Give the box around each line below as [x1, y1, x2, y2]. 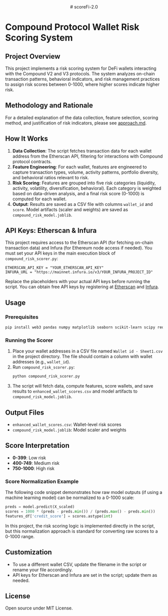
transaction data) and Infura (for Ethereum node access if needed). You [5, 245, 152, 251]
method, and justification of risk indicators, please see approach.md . [5, 119, 147, 126]
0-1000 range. [5, 533, 35, 539]
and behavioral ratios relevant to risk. [12, 174, 89, 180]
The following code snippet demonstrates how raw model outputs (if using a [5, 489, 162, 496]
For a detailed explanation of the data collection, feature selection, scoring [5, 114, 158, 120]
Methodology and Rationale [5, 101, 93, 110]
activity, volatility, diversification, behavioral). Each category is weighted [12, 185, 161, 191]
